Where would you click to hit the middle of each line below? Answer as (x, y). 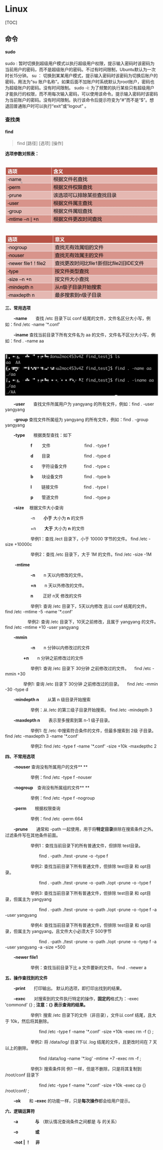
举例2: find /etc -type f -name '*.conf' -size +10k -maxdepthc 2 (93, 746)
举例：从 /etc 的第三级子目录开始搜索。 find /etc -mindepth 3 (91, 710)
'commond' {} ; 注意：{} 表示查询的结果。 (47, 1005)
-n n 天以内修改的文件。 (58, 575)
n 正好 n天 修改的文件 (56, 596)
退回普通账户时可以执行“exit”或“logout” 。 (47, 106)
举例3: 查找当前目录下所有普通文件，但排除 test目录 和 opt (89, 893)
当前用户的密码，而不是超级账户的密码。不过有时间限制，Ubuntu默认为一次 (81, 69)
